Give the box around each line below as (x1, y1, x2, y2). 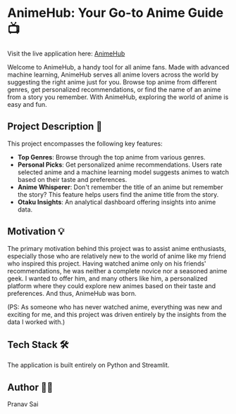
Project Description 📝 (7, 121, 103, 133)
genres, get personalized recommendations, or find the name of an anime (7, 85, 221, 93)
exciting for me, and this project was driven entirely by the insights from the (7, 310, 227, 318)
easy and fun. (7, 100, 47, 108)
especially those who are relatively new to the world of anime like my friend (7, 252, 227, 260)
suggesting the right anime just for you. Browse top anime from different (7, 77, 217, 86)
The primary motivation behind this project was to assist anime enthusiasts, (7, 244, 227, 252)
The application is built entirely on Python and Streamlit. (7, 361, 170, 370)
